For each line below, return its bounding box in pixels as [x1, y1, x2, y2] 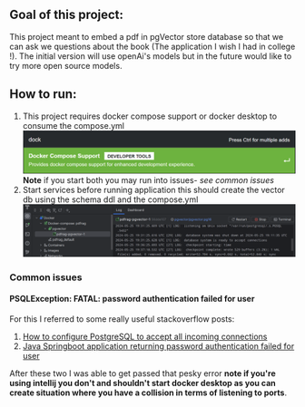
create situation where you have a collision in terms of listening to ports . [9, 387, 288, 398]
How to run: [9, 86, 77, 102]
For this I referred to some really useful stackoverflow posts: [9, 314, 235, 325]
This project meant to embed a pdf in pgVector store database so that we [9, 31, 284, 42]
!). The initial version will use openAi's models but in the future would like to [9, 50, 292, 62]
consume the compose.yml [22, 120, 125, 131]
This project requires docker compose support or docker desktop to [22, 111, 278, 121]
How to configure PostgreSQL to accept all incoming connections [22, 331, 268, 343]
